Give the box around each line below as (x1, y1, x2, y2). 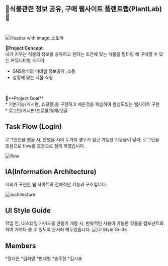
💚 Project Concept (5, 45, 43, 51)
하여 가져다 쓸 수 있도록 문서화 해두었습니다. (5, 227, 92, 233)
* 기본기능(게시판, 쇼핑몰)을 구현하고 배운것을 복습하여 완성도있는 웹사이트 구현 (5, 101, 160, 107)
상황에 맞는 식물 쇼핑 (12, 74, 53, 80)
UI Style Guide (5, 206, 51, 215)
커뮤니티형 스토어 (10, 57, 44, 63)
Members (5, 241, 36, 250)
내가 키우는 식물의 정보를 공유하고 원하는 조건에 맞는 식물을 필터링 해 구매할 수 (5, 51, 158, 57)
